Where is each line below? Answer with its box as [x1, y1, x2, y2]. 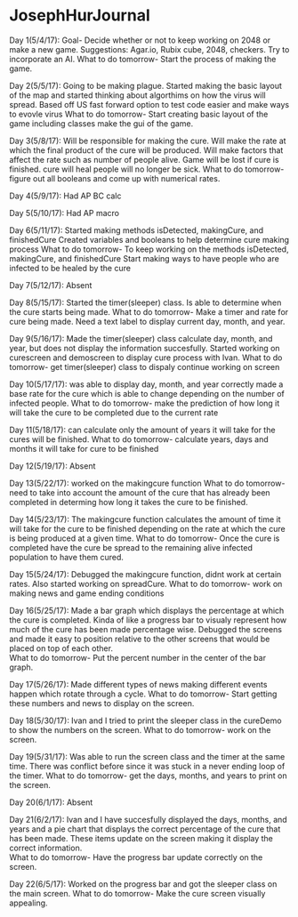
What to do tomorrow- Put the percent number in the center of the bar [9, 652, 267, 663]
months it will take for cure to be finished [9, 443, 159, 454]
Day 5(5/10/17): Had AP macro [9, 207, 120, 218]
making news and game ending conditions [9, 588, 165, 599]
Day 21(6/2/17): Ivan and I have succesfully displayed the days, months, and [9, 814, 287, 824]
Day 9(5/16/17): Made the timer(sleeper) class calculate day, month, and [9, 333, 273, 343]
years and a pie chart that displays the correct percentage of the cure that [9, 824, 281, 834]
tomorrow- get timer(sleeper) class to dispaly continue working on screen [9, 361, 280, 372]
